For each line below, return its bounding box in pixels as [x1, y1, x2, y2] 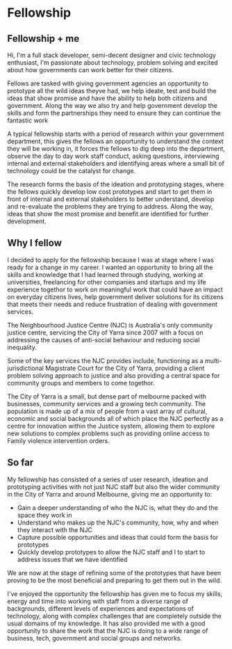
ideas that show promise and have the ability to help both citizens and [7, 94, 207, 102]
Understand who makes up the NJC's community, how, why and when [17, 518, 219, 527]
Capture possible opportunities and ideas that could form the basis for [17, 533, 219, 541]
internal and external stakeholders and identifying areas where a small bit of [7, 159, 224, 168]
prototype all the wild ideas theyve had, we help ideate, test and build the [7, 87, 217, 95]
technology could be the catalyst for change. [7, 167, 136, 175]
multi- [204, 356, 222, 364]
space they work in [17, 511, 72, 519]
